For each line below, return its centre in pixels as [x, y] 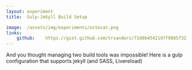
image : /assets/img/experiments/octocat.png [62, 27]
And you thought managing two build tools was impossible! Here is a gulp [94, 55]
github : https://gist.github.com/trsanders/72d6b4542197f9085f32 [102, 38]
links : [14, 33]
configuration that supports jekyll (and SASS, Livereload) [74, 61]
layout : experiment [30, 11]
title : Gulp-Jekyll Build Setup [47, 17]
